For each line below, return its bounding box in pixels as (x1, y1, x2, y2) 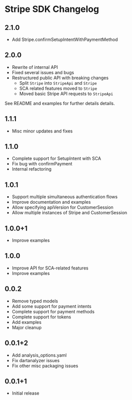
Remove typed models (11, 298, 58, 304)
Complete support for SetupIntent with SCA (11, 155, 102, 161)
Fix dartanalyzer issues (11, 357, 60, 363)
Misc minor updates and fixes (11, 128, 73, 134)
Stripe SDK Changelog (4, 3, 99, 15)
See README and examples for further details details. (4, 100, 115, 106)
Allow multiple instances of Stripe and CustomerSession (11, 210, 128, 216)
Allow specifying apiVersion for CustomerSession (11, 204, 114, 210)
